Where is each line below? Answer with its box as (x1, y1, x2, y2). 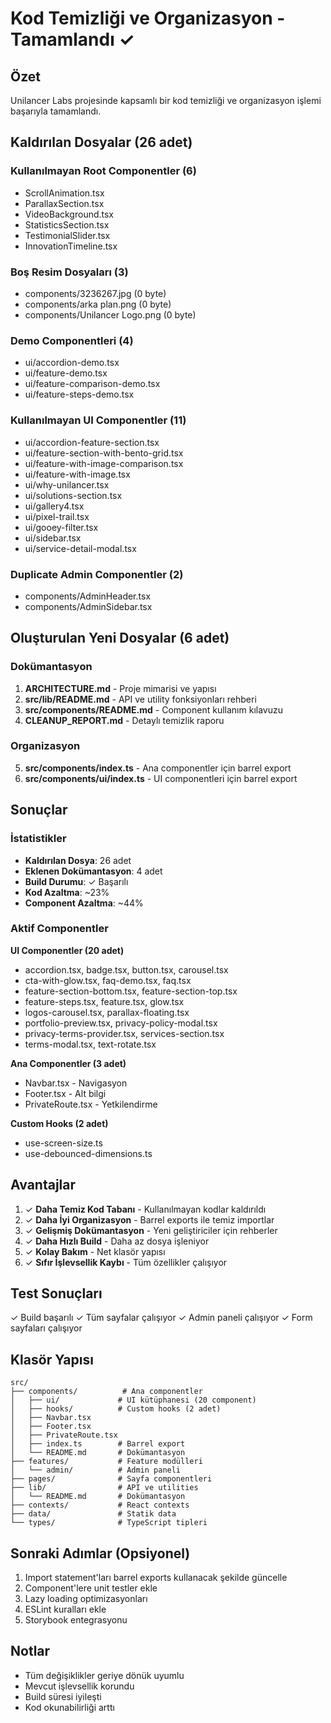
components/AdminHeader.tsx (24, 590, 152, 602)
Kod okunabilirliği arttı (24, 1701, 115, 1713)
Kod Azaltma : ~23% (24, 886, 110, 898)
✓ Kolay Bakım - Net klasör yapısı (24, 1245, 166, 1257)
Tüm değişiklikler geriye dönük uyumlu (24, 1669, 185, 1681)
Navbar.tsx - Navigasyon (24, 1077, 128, 1089)
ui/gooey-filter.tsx (24, 521, 99, 533)
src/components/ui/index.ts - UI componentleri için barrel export (24, 772, 298, 784)
